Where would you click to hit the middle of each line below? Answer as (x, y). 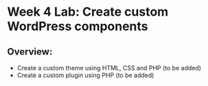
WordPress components (78, 26)
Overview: (30, 52)
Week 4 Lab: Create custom (88, 12)
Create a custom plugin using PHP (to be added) (85, 75)
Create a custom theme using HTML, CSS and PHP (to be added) (109, 68)
